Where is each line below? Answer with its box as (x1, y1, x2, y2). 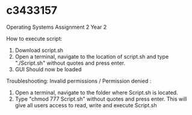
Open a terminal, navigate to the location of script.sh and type (14, 53, 169, 60)
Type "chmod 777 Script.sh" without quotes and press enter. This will (14, 95, 187, 102)
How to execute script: (6, 35, 63, 42)
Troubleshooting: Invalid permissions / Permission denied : (6, 77, 152, 84)
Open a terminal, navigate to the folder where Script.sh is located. (14, 89, 179, 96)
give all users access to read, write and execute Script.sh (14, 101, 157, 108)
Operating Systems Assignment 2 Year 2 (6, 23, 107, 31)
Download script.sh (14, 46, 64, 54)
